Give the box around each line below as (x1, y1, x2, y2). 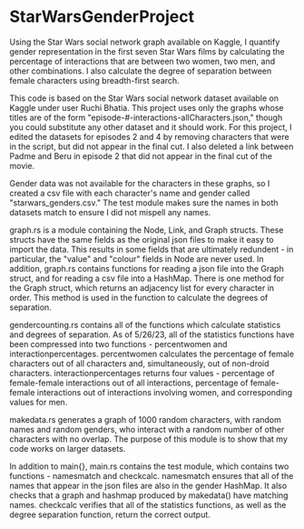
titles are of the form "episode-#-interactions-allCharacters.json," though (9, 112, 283, 123)
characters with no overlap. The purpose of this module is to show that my (9, 434, 289, 444)
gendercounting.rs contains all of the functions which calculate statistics (9, 319, 281, 330)
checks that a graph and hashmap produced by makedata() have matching (9, 489, 289, 501)
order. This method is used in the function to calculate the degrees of (9, 292, 269, 303)
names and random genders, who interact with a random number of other (9, 424, 285, 434)
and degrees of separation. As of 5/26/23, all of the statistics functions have (9, 329, 295, 340)
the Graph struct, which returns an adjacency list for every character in (9, 282, 275, 293)
